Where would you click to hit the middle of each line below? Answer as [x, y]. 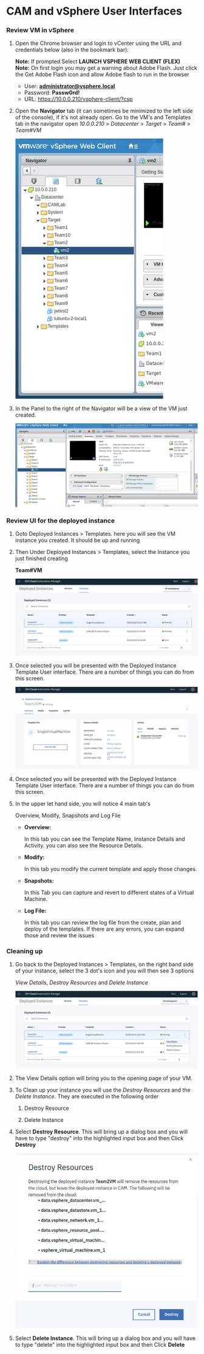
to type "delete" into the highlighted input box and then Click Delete [100, 1344]
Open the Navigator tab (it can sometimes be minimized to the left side [104, 111]
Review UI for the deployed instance [61, 521]
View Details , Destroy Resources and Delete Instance [82, 983]
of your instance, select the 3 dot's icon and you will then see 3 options [104, 971]
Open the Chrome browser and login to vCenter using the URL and [98, 43]
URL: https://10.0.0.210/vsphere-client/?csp [78, 99]
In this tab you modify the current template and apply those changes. [110, 869]
